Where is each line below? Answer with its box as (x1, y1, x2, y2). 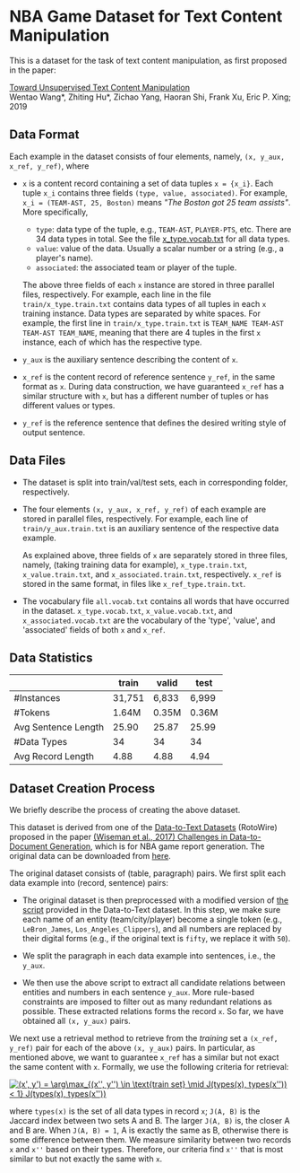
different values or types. (21, 399, 116, 410)
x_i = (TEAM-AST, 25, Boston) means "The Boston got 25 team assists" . (21, 197, 291, 207)
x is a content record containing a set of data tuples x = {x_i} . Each (21, 178, 274, 188)
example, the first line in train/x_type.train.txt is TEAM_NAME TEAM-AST (21, 317, 284, 328)
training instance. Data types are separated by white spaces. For (21, 308, 261, 319)
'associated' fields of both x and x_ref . (21, 624, 166, 635)
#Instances (13, 692, 61, 705)
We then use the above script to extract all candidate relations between (21, 977, 286, 988)
